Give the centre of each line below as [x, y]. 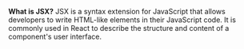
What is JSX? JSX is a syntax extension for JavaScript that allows [117, 11]
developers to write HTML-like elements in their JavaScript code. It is [122, 20]
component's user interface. [55, 36]
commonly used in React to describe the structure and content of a [119, 28]
